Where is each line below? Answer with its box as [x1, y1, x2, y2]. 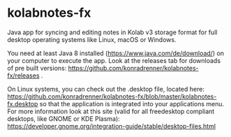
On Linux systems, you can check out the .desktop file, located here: [7, 85, 204, 93]
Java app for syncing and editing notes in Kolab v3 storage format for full [7, 28, 218, 36]
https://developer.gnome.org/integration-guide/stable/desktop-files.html [7, 122, 216, 130]
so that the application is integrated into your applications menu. [39, 99, 225, 108]
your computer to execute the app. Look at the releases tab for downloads [7, 56, 221, 64]
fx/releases [7, 71, 40, 80]
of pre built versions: [7, 64, 67, 72]
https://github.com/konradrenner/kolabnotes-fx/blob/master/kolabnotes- [7, 92, 217, 101]
